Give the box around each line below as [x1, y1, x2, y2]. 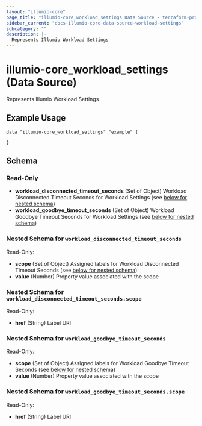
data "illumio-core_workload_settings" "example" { [6, 129, 138, 135]
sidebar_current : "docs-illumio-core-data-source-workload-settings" [6, 20, 185, 26]
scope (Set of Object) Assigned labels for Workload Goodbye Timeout [14, 360, 189, 367]
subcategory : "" [6, 25, 47, 32]
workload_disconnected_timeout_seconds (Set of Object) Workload [14, 187, 188, 195]
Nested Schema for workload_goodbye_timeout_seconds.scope [6, 387, 185, 396]
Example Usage [6, 113, 66, 124]
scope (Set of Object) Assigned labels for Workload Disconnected [14, 260, 179, 267]
